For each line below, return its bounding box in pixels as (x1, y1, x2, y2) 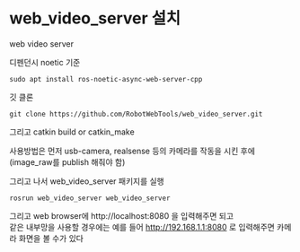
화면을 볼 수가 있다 (18, 232, 84, 243)
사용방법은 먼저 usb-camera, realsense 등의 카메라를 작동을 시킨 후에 (9, 145, 256, 156)
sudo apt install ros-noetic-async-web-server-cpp (9, 74, 203, 83)
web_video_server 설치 (9, 8, 181, 29)
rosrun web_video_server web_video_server (9, 194, 171, 203)
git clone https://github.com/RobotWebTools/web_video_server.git (9, 109, 263, 118)
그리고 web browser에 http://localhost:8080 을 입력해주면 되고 (9, 210, 234, 221)
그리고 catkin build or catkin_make (9, 126, 135, 137)
